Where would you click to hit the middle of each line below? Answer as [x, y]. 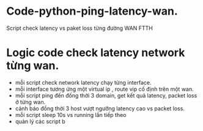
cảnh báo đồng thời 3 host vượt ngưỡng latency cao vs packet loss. [100, 108]
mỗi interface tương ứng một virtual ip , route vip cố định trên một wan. [104, 89]
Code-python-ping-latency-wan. [92, 11]
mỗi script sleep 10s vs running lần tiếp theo [71, 115]
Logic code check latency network [96, 53]
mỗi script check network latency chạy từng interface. [83, 82]
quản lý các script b [40, 121]
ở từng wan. [30, 102]
